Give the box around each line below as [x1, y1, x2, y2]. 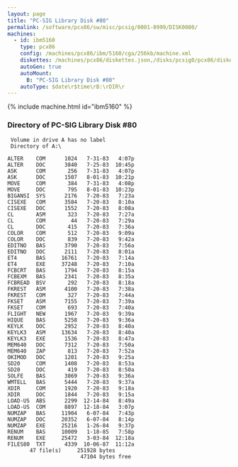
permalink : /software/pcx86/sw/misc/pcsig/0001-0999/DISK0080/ [7, 23, 198, 31]
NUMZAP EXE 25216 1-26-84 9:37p [7, 422, 135, 429]
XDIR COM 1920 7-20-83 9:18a [7, 385, 135, 392]
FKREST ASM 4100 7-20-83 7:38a [7, 285, 135, 292]
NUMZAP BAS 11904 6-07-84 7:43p [7, 410, 135, 417]
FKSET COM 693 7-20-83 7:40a [7, 304, 135, 311]
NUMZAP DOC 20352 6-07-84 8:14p [7, 416, 135, 423]
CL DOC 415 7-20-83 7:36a [7, 223, 135, 231]
